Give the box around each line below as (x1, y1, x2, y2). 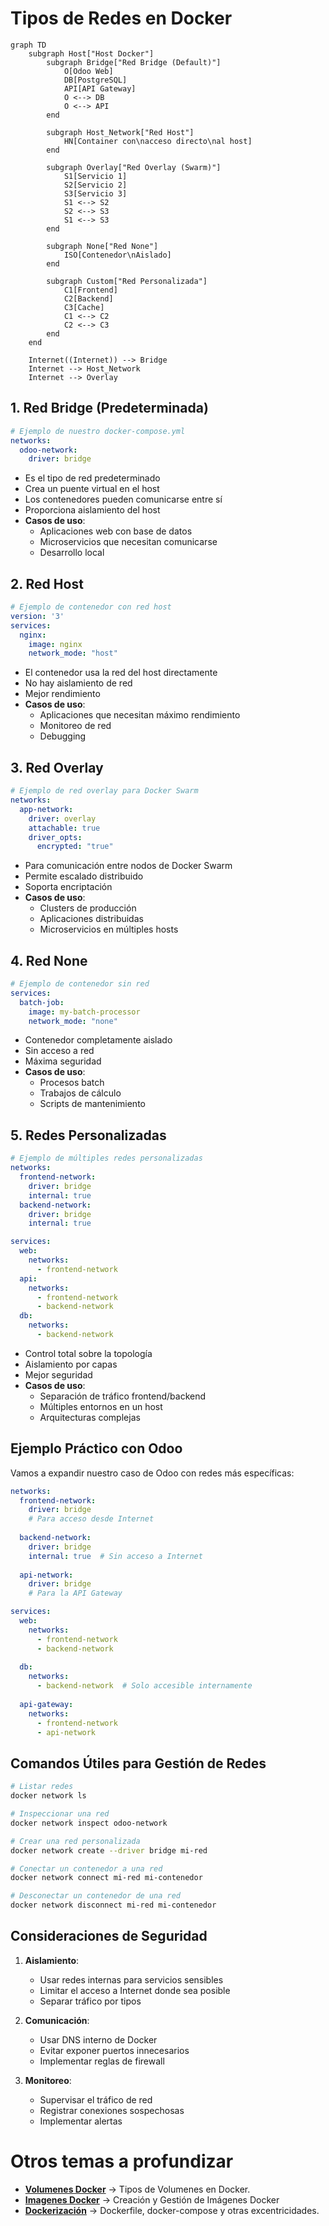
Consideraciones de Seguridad (10, 1928, 208, 1945)
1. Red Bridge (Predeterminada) (10, 400, 209, 417)
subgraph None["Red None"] (46, 241, 159, 251)
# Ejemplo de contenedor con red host (10, 602, 172, 612)
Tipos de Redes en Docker (10, 7, 233, 30)
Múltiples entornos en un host (39, 1400, 163, 1412)
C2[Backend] (63, 293, 114, 304)
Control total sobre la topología (24, 1347, 153, 1359)
